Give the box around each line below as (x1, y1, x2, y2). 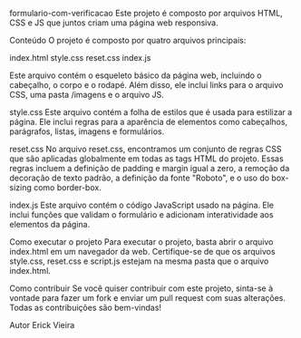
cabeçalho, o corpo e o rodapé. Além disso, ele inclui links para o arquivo (9, 80, 284, 90)
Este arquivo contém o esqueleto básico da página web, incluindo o (9, 70, 262, 81)
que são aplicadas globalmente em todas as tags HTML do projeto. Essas (9, 153, 284, 164)
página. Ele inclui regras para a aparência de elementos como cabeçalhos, (9, 117, 288, 127)
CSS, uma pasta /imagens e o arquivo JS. (9, 90, 165, 100)
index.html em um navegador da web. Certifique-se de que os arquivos (9, 246, 276, 256)
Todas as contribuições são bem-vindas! (9, 303, 161, 313)
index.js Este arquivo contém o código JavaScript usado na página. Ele (9, 199, 275, 210)
